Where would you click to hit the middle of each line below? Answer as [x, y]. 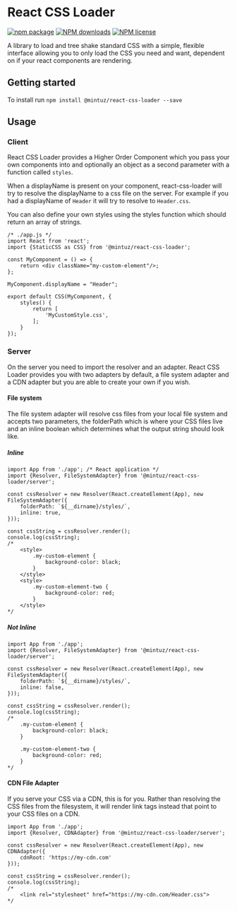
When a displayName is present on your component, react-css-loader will [115, 186]
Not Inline [22, 627]
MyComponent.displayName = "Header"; [63, 284]
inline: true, [41, 512]
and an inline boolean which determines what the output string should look [116, 428]
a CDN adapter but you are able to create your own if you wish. [99, 382]
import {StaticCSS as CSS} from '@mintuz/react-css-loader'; [99, 248]
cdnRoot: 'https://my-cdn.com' [66, 858]
